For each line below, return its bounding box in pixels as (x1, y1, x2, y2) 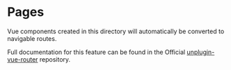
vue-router (7, 55, 38, 63)
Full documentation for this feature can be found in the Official (7, 48, 186, 56)
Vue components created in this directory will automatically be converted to (7, 27, 225, 35)
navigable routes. (7, 34, 57, 42)
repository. (39, 55, 71, 63)
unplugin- (186, 48, 215, 56)
